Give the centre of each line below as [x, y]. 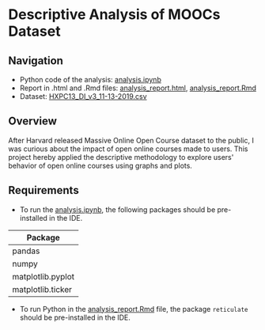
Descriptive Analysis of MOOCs [114, 15]
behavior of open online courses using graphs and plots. [100, 165]
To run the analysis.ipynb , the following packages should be [117, 209]
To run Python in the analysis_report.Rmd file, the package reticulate [134, 309]
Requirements [44, 190]
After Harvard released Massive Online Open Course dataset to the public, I [131, 140]
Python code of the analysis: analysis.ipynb [91, 80]
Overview [33, 121]
